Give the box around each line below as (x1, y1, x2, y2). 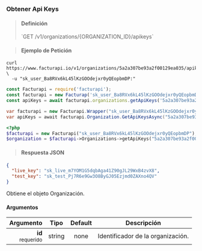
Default (70, 219, 92, 227)
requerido (19, 237, 43, 243)
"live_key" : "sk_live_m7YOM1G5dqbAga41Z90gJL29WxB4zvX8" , (11, 168, 161, 174)
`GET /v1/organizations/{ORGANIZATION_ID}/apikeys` (20, 33, 154, 40)
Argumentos (6, 204, 38, 211)
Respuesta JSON (20, 149, 65, 156)
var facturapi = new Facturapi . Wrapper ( (6, 108, 109, 114)
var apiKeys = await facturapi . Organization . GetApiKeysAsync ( (6, 113, 165, 120)
